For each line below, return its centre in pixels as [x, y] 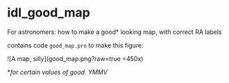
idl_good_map [49, 13]
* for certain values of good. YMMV [57, 72]
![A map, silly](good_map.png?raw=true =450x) [75, 58]
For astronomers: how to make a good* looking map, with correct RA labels [114, 32]
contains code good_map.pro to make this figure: [75, 45]
